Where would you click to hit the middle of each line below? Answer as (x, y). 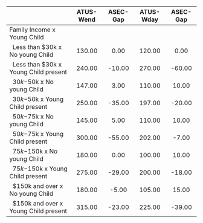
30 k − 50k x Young (38, 99)
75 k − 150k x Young (40, 169)
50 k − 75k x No (33, 116)
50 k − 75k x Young (38, 134)
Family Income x (33, 30)
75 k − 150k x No (35, 151)
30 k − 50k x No (33, 82)
